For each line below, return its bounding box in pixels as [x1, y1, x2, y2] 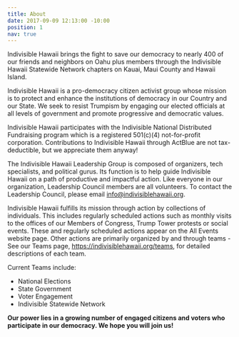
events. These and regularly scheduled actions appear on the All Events [7, 226, 219, 236]
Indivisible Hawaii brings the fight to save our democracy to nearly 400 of [7, 50, 224, 59]
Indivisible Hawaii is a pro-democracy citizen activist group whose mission [7, 86, 227, 95]
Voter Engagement [17, 292, 73, 301]
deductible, [7, 146, 41, 154]
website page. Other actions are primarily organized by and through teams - [7, 234, 231, 243]
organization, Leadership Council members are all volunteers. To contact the [7, 183, 233, 191]
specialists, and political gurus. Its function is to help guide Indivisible [7, 167, 211, 176]
